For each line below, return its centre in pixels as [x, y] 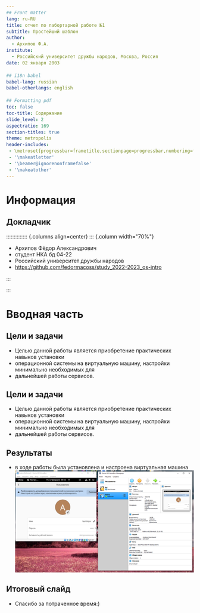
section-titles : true [33, 132]
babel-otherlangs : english [40, 88]
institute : [20, 51]
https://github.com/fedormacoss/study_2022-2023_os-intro [88, 267]
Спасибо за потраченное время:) [57, 603]
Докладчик [29, 222]
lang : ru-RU [21, 19]
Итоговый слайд [38, 589]
